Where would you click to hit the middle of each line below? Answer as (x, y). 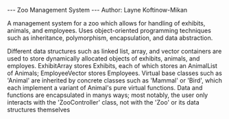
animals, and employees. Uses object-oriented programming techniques (109, 31)
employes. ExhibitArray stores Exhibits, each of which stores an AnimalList (112, 66)
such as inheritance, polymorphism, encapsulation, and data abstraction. (110, 38)
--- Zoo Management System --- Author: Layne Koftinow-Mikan (97, 10)
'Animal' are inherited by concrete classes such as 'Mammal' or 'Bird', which (115, 80)
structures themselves (39, 110)
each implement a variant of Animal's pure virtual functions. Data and (105, 88)
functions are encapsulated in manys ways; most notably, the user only (108, 95)
